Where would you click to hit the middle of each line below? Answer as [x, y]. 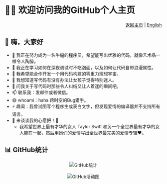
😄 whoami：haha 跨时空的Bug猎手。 [50, 100]
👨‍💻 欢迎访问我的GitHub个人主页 [70, 10]
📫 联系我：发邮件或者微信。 [41, 92]
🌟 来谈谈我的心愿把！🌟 [35, 120]
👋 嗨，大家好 [24, 42]
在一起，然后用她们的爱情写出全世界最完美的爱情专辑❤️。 [87, 133]
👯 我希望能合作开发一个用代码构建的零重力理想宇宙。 [66, 74]
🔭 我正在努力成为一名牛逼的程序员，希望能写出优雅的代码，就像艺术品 [84, 55]
